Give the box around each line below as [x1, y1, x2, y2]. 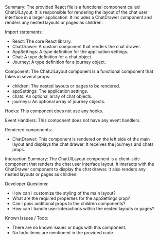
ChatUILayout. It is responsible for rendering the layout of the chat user [5, 9, 148, 15]
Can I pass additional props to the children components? [12, 201, 125, 206]
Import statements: [5, 29, 43, 34]
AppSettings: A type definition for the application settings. [12, 49, 129, 54]
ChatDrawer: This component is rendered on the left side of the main [12, 136, 150, 142]
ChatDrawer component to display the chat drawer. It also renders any [5, 166, 146, 172]
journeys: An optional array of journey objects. [12, 99, 106, 104]
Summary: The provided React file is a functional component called [5, 4, 140, 10]
